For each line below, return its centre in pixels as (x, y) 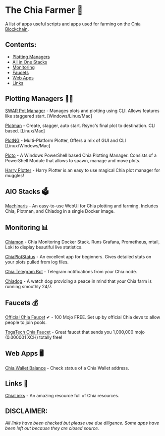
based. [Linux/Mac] (25, 130)
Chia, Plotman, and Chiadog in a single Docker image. (60, 211)
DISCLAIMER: (27, 411)
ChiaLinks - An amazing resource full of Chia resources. (62, 395)
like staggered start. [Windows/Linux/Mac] (49, 116)
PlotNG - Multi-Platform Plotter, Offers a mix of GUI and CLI (66, 140)
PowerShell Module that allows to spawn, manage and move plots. (73, 160)
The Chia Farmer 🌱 (44, 10)
